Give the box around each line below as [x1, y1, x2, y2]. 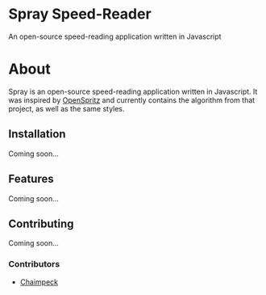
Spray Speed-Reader [8, 5, 152, 23]
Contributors [8, 259, 60, 270]
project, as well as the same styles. [8, 103, 125, 113]
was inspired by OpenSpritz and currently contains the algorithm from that [8, 95, 256, 105]
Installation [8, 127, 66, 141]
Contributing [8, 217, 74, 230]
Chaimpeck [19, 276, 59, 287]
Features [8, 172, 54, 186]
